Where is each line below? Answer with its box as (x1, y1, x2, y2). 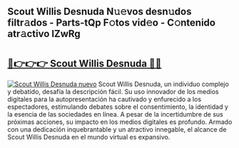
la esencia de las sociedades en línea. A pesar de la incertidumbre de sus (7, 110, 223, 118)
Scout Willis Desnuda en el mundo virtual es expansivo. (7, 133, 171, 141)
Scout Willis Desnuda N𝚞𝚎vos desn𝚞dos (7, 6, 192, 18)
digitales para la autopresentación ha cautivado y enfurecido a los (7, 95, 202, 103)
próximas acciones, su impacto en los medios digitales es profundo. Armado (7, 117, 233, 126)
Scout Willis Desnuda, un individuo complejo (98, 80, 230, 88)
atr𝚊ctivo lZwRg (7, 28, 81, 40)
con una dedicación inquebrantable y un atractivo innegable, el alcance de (7, 125, 227, 134)
